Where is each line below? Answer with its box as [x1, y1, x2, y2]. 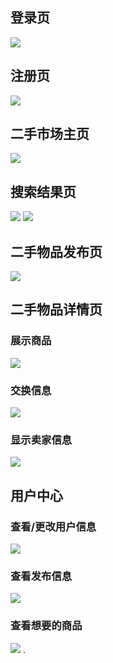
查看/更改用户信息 [10, 519, 97, 533]
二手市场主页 [10, 126, 90, 143]
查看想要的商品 [10, 619, 83, 633]
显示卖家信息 [10, 433, 73, 447]
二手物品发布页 [10, 243, 103, 260]
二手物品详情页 [10, 301, 103, 318]
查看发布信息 [10, 569, 73, 583]
